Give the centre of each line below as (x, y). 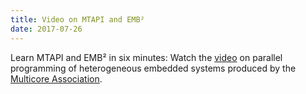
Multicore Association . (56, 78)
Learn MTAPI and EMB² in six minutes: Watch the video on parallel (146, 57)
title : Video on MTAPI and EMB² (77, 19)
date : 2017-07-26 (46, 29)
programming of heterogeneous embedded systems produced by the (153, 68)
